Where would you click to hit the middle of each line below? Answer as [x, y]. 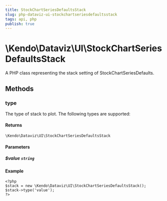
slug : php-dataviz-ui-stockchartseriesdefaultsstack [61, 14]
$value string [20, 158]
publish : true [20, 24]
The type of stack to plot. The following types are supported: [68, 113]
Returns [14, 125]
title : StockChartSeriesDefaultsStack [45, 10]
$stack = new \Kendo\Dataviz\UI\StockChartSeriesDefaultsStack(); [76, 186]
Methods [19, 89]
